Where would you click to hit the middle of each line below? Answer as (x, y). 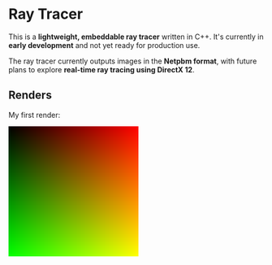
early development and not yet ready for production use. (104, 45)
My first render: (35, 115)
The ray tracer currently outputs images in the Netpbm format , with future (133, 61)
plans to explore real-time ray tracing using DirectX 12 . (101, 69)
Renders (30, 96)
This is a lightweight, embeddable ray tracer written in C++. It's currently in (136, 37)
